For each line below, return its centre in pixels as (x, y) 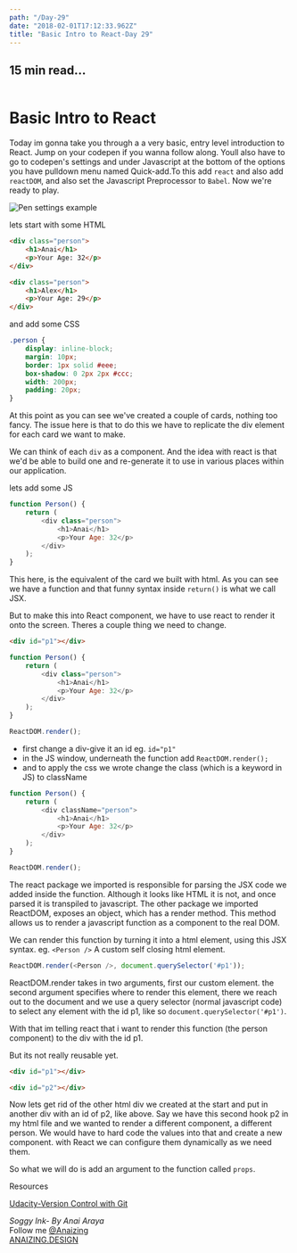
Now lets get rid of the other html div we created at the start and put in (139, 1105)
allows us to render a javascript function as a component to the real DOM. (145, 922)
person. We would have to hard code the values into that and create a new (146, 1133)
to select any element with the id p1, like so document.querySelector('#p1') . (148, 1011)
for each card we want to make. (68, 434)
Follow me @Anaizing (49, 1231)
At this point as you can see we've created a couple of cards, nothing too (144, 416)
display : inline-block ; (70, 349)
